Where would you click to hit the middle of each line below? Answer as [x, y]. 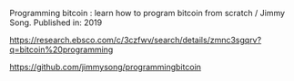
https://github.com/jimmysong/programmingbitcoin [106, 67]
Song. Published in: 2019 [56, 22]
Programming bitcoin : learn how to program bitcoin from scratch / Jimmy [147, 13]
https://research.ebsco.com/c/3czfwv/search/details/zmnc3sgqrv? [136, 40]
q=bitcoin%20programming [61, 49]
